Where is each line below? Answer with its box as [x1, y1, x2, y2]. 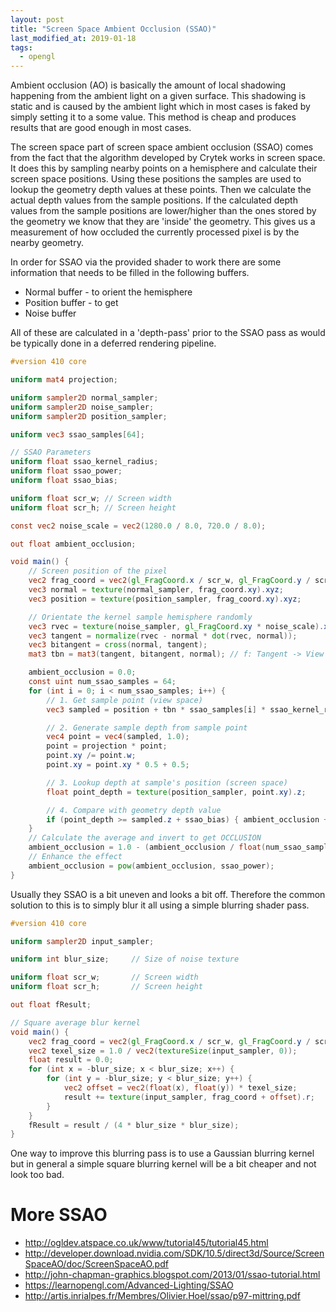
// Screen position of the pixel [28, 566, 168, 576]
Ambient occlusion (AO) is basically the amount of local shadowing [10, 79, 287, 91]
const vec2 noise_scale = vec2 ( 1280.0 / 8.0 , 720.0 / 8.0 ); [10, 521, 267, 531]
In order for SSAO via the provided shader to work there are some [10, 256, 282, 268]
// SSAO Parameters [10, 447, 92, 458]
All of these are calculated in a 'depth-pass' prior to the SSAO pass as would [10, 327, 326, 339]
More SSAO [10, 1204, 108, 1226]
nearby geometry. [10, 237, 84, 249]
